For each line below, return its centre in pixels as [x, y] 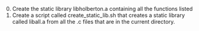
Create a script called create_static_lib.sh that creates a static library [99, 15]
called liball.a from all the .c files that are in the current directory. [94, 22]
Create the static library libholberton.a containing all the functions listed [102, 9]
